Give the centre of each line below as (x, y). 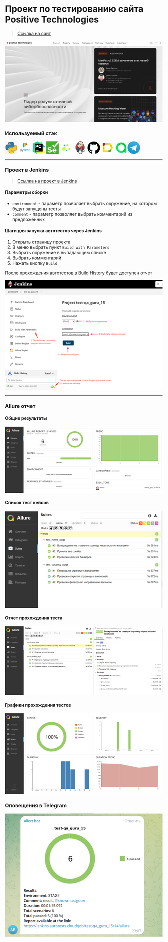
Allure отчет (20, 406)
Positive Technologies (52, 20)
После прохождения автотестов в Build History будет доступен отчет (79, 273)
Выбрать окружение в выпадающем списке (59, 253)
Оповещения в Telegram (36, 805)
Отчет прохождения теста (34, 618)
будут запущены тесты (37, 209)
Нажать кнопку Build (35, 263)
